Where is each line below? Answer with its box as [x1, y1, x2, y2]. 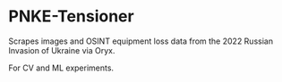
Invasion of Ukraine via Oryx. [8, 45, 115, 55]
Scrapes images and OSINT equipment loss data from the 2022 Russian [8, 36, 274, 46]
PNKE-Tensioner [8, 6, 135, 27]
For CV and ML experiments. [8, 62, 114, 73]
